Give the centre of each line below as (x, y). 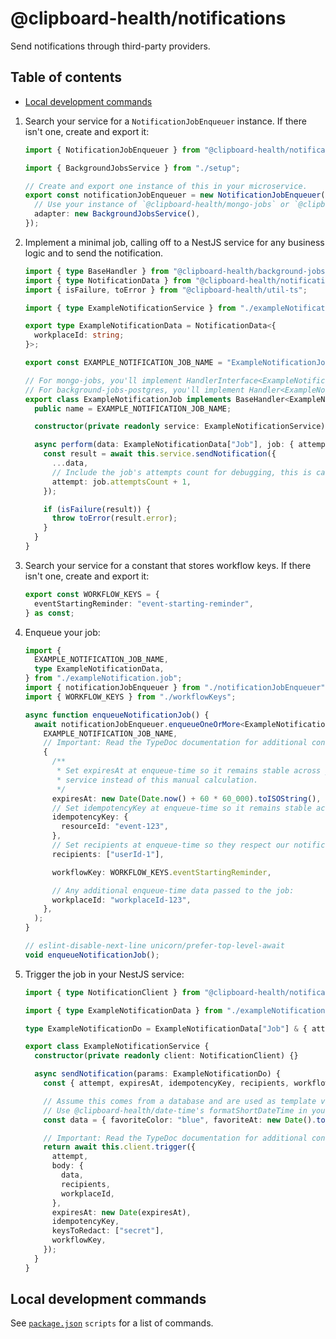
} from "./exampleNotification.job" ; (103, 678)
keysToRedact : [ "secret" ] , (108, 1231)
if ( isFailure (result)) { (97, 509)
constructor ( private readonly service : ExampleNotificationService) (180, 427)
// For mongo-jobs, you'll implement (103, 380)
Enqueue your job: (62, 632)
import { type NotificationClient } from (112, 992)
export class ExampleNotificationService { (117, 1047)
